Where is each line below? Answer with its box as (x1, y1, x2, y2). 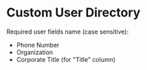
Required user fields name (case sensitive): (6, 27, 129, 36)
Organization (16, 48, 53, 56)
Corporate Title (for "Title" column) (16, 55, 116, 63)
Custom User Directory (6, 5, 141, 21)
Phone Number (16, 40, 60, 49)
